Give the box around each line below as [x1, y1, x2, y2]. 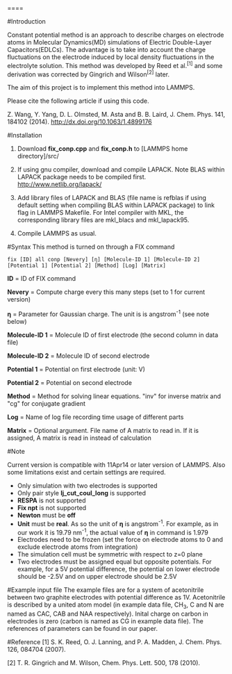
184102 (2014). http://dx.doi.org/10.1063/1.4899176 [7, 117, 153, 126]
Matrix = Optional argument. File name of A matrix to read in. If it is [7, 426, 199, 434]
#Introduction [7, 17, 47, 25]
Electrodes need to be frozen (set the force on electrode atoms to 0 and [17, 536, 224, 544]
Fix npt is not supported [17, 503, 87, 511]
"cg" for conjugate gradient [7, 399, 85, 407]
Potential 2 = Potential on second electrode [7, 378, 132, 386]
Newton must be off [17, 511, 76, 519]
